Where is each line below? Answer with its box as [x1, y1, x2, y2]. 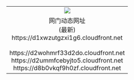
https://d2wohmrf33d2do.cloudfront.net [9, 48, 125, 57]
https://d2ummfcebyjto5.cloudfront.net [11, 56, 124, 64]
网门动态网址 [48, 16, 86, 25]
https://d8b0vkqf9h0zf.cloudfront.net [13, 64, 121, 72]
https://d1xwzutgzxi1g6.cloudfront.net [11, 33, 123, 42]
